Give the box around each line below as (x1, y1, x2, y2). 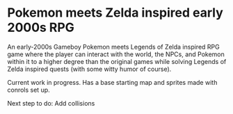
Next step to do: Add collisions (7, 99, 95, 107)
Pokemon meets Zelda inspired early (7, 5, 224, 21)
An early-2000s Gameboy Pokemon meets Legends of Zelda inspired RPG (7, 42, 220, 51)
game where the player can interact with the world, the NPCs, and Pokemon (7, 50, 225, 58)
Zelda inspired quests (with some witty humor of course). (7, 65, 172, 73)
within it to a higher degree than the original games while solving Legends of (7, 57, 227, 65)
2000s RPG (7, 19, 75, 35)
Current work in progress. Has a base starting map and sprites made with (7, 78, 218, 86)
